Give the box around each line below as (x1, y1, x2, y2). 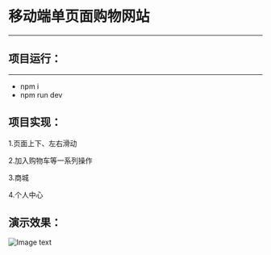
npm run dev (19, 90, 63, 99)
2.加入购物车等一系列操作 (8, 155, 93, 165)
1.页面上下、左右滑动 (8, 138, 77, 148)
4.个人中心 (8, 190, 44, 199)
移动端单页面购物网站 (8, 7, 151, 26)
